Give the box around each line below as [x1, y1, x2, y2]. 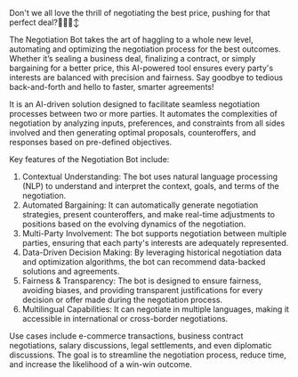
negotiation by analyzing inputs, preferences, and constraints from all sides [9, 118, 286, 128]
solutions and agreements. [21, 266, 120, 276]
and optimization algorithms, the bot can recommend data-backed [21, 257, 266, 266]
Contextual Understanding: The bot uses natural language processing [21, 171, 278, 182]
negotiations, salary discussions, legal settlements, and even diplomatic [9, 340, 272, 350]
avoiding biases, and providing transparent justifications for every [21, 285, 263, 295]
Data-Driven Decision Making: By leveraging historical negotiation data [21, 247, 282, 258]
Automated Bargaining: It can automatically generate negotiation [21, 200, 259, 210]
